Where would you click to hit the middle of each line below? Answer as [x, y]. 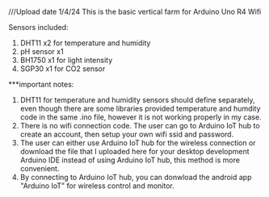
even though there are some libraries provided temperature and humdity [140, 109]
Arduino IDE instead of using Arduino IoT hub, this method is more [130, 160]
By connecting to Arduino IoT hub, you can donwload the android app [136, 177]
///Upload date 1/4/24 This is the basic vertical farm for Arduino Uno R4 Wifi [135, 12]
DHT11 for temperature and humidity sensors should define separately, [137, 100]
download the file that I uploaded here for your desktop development [134, 151]
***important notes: [41, 84]
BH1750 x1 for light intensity [66, 60]
